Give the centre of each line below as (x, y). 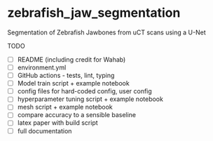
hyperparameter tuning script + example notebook (90, 99)
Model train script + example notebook (73, 83)
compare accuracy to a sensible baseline (77, 115)
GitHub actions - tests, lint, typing (66, 76)
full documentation (44, 130)
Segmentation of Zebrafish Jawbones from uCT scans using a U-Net (106, 32)
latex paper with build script (57, 123)
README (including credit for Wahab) (71, 59)
